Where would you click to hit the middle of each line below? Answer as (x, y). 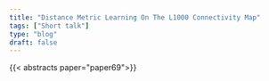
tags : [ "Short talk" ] (49, 26)
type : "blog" (33, 34)
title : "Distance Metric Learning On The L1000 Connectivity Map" (135, 17)
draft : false (33, 42)
